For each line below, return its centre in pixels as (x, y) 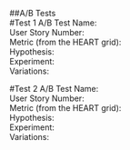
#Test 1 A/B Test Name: (53, 23)
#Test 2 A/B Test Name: (54, 89)
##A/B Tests (33, 13)
